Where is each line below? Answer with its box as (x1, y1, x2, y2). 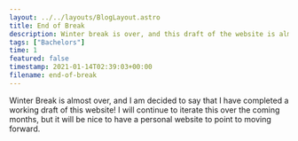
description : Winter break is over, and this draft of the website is (9, 29, 276, 38)
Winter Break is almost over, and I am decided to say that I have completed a (9, 95, 289, 106)
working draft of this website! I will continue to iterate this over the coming (9, 104, 280, 115)
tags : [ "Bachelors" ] (9, 37, 86, 47)
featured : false (9, 54, 69, 63)
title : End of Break (9, 21, 86, 30)
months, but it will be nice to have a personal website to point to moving (9, 114, 272, 124)
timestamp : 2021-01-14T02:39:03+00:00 (9, 63, 153, 72)
